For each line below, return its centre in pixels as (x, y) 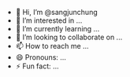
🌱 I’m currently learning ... (58, 29)
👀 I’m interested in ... (49, 20)
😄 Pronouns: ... (41, 57)
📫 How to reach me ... (52, 46)
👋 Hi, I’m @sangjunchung (56, 12)
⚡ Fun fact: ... (37, 66)
